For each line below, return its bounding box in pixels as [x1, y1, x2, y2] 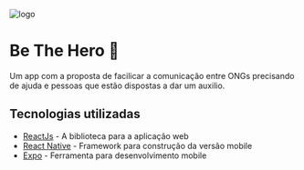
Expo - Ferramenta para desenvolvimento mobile [22, 150, 207, 161]
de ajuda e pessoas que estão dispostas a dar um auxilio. [9, 80, 225, 91]
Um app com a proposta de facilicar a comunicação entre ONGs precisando [9, 70, 295, 81]
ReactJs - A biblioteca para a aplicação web [22, 130, 189, 141]
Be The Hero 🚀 [9, 41, 120, 61]
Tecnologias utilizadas [9, 106, 141, 122]
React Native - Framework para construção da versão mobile [22, 140, 253, 151]
